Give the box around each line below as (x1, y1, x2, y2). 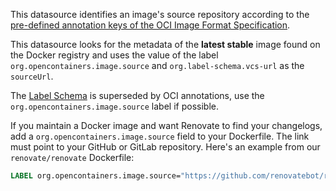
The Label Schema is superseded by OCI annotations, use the (10, 90, 265, 101)
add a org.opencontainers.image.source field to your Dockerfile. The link (10, 130, 310, 142)
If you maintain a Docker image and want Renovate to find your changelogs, (10, 120, 323, 131)
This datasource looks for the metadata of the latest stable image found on (10, 39, 321, 50)
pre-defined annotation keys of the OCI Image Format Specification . (10, 19, 291, 31)
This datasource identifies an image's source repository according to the (10, 9, 310, 20)
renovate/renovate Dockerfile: (10, 152, 135, 163)
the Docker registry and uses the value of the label (10, 49, 219, 61)
